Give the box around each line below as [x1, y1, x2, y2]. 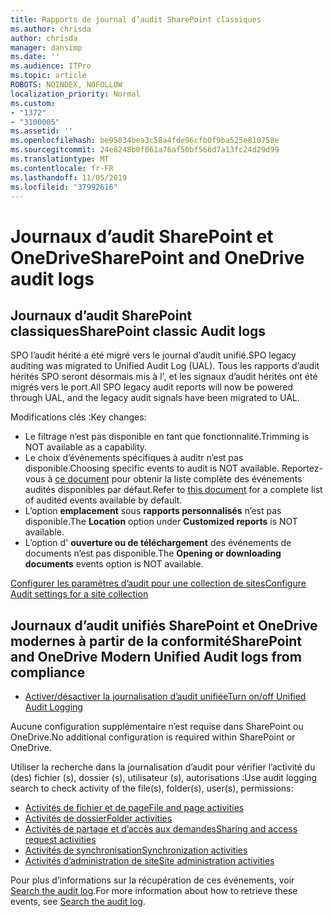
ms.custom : [10, 98, 56, 108]
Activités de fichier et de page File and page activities [24, 802, 245, 814]
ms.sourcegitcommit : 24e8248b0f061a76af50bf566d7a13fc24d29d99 [10, 145, 280, 155]
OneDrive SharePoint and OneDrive [10, 246, 305, 269]
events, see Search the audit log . [10, 896, 146, 908]
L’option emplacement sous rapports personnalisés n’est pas [24, 505, 282, 517]
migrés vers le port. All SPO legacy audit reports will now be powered [10, 381, 294, 393]
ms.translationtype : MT [10, 154, 110, 164]
